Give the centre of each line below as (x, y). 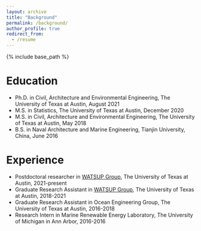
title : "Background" (32, 17)
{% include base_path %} (38, 57)
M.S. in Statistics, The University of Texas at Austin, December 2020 (99, 110)
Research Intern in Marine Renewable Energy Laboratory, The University (104, 215)
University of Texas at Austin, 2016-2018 (65, 208)
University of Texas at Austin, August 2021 (67, 104)
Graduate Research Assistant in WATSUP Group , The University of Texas (104, 189)
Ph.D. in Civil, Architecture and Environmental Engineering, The (92, 97)
